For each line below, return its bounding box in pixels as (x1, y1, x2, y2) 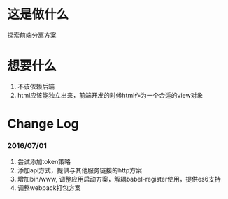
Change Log (7, 116, 79, 132)
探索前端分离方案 (7, 31, 57, 39)
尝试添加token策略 (17, 158, 71, 166)
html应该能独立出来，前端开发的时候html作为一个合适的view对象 (17, 91, 204, 99)
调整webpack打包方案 (17, 184, 81, 192)
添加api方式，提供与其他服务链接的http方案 (17, 166, 142, 175)
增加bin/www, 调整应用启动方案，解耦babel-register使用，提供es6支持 (17, 175, 222, 184)
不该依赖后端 (17, 82, 55, 91)
